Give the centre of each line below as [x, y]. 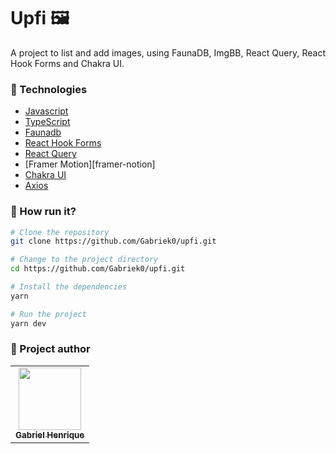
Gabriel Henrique [50, 434]
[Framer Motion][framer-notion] [90, 164]
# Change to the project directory [84, 260]
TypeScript [47, 122]
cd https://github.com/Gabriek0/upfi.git [98, 269]
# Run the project [48, 314]
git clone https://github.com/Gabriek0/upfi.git [113, 241]
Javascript [46, 111]
